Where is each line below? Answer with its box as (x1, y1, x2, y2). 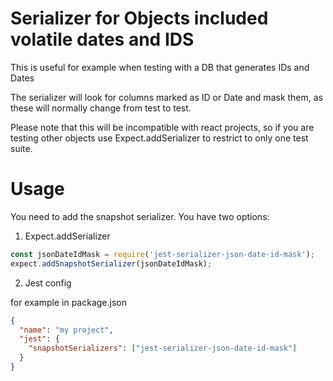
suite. (10, 142, 33, 154)
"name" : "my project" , (19, 325, 114, 335)
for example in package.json (10, 296, 127, 308)
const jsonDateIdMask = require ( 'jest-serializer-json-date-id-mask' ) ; (10, 249, 315, 259)
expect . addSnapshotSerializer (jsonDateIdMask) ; (10, 258, 213, 269)
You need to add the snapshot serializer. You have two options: (10, 210, 270, 222)
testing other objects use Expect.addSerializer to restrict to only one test (10, 132, 309, 144)
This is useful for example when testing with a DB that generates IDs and (10, 61, 310, 73)
